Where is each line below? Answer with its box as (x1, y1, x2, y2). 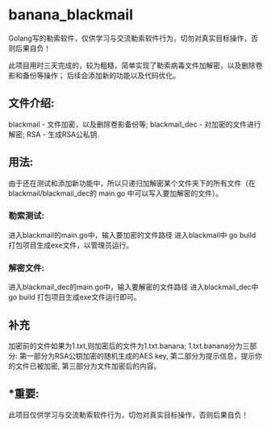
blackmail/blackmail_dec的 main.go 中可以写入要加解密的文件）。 (8, 188, 223, 198)
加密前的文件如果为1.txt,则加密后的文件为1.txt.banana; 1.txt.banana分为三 (8, 341, 250, 350)
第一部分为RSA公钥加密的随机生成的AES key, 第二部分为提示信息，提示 (19, 350, 256, 360)
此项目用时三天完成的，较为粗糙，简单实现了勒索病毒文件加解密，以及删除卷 (8, 60, 263, 70)
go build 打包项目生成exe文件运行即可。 (8, 292, 141, 302)
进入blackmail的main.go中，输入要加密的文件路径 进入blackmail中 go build (8, 230, 256, 239)
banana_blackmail (8, 6, 134, 24)
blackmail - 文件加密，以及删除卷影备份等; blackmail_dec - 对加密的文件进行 (8, 119, 261, 129)
